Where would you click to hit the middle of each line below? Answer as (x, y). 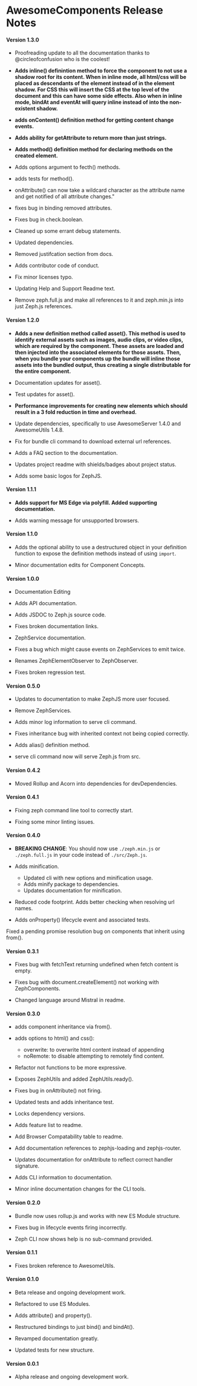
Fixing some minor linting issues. (54, 822)
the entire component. (43, 371)
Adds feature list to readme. (49, 1125)
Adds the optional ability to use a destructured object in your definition (101, 547)
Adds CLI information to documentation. (63, 1178)
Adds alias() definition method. (52, 745)
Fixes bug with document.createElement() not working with (87, 982)
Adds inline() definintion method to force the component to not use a (101, 71)
